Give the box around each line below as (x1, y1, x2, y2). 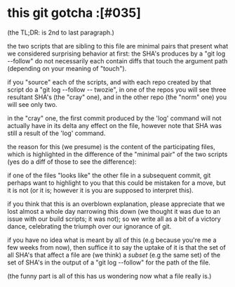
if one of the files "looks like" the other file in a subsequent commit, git (7, 171, 211, 179)
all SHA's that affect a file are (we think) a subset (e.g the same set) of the (7, 250, 221, 259)
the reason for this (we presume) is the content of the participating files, (7, 142, 215, 151)
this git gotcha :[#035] (7, 5, 142, 21)
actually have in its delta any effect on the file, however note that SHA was (7, 121, 222, 129)
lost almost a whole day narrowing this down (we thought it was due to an (7, 207, 221, 215)
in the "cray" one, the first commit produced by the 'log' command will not (7, 114, 222, 122)
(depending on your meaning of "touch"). (7, 64, 127, 72)
